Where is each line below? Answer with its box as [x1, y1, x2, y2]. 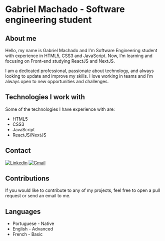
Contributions [5, 174, 49, 183]
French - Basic [12, 231, 43, 237]
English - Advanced [12, 226, 53, 232]
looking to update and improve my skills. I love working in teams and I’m [5, 73, 153, 79]
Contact [5, 146, 31, 155]
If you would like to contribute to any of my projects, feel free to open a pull [5, 187, 160, 193]
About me [5, 34, 36, 43]
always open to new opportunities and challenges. [5, 79, 109, 84]
